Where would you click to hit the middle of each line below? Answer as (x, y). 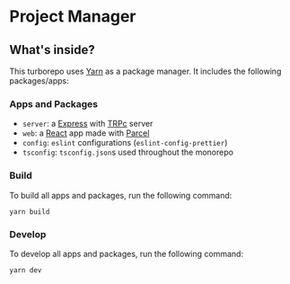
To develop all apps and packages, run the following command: (127, 253)
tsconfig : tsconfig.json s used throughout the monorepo (127, 152)
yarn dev (26, 270)
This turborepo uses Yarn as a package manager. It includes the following (145, 71)
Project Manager (73, 17)
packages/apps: (39, 81)
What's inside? (53, 50)
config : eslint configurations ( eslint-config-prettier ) (125, 143)
